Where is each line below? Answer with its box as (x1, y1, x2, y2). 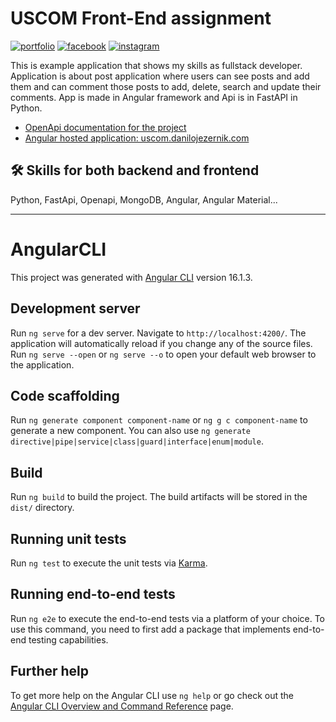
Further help (10, 663, 90, 680)
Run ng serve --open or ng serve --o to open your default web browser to (10, 348, 317, 360)
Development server (10, 300, 141, 317)
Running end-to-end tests (10, 586, 176, 603)
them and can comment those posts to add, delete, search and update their (10, 80, 322, 92)
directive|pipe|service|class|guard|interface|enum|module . (10, 435, 264, 447)
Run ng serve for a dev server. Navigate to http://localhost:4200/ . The (10, 327, 307, 339)
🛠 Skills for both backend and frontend (10, 162, 260, 179)
